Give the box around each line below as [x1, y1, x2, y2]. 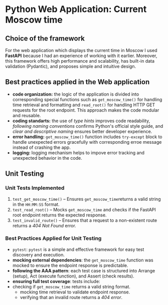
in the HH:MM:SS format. [12, 201, 60, 207]
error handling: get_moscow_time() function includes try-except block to [12, 134, 162, 140]
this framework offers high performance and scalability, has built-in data [5, 58, 154, 64]
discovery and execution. [12, 251, 65, 257]
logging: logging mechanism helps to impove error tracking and [12, 149, 144, 156]
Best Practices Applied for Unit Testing [5, 235, 102, 242]
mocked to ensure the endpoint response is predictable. [12, 262, 129, 268]
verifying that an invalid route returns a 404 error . [20, 294, 123, 300]
